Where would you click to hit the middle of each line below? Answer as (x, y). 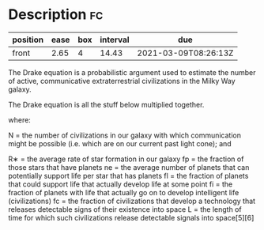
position (28, 40)
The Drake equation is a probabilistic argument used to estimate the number (132, 72)
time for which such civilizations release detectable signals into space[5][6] (131, 217)
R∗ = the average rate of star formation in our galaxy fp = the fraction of (126, 159)
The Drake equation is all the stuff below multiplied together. (106, 104)
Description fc (56, 15)
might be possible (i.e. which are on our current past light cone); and (120, 143)
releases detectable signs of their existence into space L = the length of (125, 209)
